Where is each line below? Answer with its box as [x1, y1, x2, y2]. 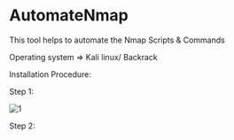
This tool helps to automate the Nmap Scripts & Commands [9, 35, 226, 45]
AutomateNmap [9, 5, 129, 26]
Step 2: [9, 121, 35, 131]
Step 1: [9, 86, 34, 97]
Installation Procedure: [9, 68, 91, 80]
